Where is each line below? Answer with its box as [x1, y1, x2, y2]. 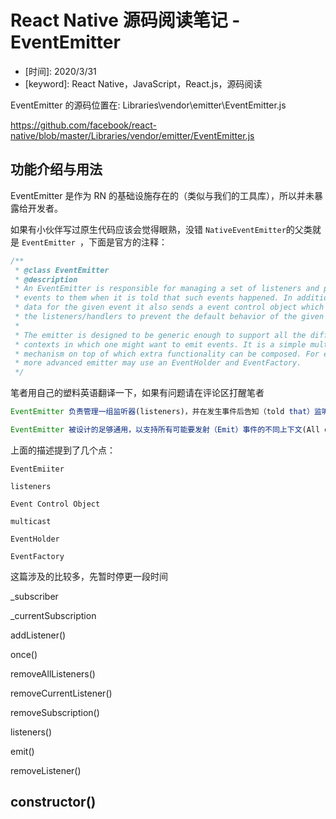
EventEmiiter [10, 464, 65, 474]
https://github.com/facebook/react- [10, 119, 157, 131]
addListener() [10, 629, 67, 641]
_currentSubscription [10, 609, 97, 621]
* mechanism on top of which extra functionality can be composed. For [14, 349, 320, 359]
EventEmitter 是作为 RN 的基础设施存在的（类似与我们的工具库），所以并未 [10, 189, 315, 201]
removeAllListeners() [10, 667, 96, 680]
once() [10, 648, 38, 660]
